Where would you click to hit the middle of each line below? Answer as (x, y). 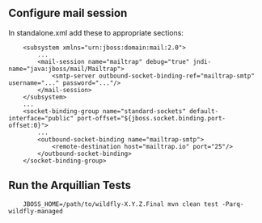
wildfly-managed (36, 211)
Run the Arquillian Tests (70, 185)
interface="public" (41, 118)
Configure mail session (68, 13)
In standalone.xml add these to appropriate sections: (96, 32)
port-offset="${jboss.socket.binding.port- (152, 118)
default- (204, 111)
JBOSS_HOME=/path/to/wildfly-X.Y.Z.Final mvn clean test (121, 204)
